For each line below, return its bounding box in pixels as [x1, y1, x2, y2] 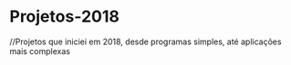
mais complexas [9, 45, 71, 56]
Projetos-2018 [9, 6, 120, 27]
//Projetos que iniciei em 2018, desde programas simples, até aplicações [9, 36, 282, 47]
